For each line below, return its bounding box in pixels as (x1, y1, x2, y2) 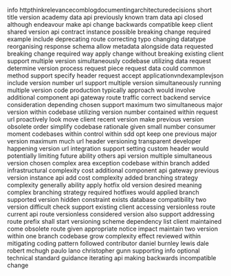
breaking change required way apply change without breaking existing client (7, 49, 224, 58)
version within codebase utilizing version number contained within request (7, 108, 219, 116)
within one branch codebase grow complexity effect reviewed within (7, 232, 201, 240)
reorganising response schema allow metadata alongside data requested (7, 43, 214, 50)
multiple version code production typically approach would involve (7, 86, 196, 94)
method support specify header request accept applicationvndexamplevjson (7, 71, 224, 80)
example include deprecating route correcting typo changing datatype (7, 35, 206, 43)
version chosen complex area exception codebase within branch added (7, 159, 210, 167)
